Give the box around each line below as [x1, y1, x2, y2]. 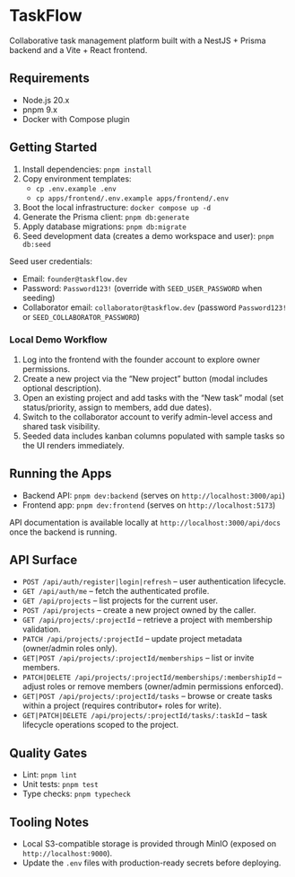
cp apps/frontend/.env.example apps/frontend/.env [35, 194, 230, 203]
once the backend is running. [9, 527, 117, 537]
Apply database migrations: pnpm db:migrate [22, 221, 187, 232]
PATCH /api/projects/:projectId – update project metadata [22, 633, 243, 644]
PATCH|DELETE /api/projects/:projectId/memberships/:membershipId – [22, 671, 282, 683]
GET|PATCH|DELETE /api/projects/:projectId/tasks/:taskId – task [22, 710, 267, 721]
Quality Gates [9, 745, 88, 760]
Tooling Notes [9, 814, 90, 829]
